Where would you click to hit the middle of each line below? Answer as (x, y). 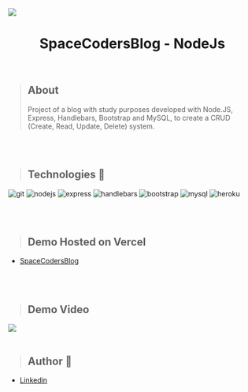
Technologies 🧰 (66, 175)
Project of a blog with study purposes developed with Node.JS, (130, 109)
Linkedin (33, 380)
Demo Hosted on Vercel (87, 242)
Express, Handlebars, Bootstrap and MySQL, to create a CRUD (129, 118)
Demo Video (58, 310)
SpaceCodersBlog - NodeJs (132, 44)
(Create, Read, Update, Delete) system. (91, 126)
